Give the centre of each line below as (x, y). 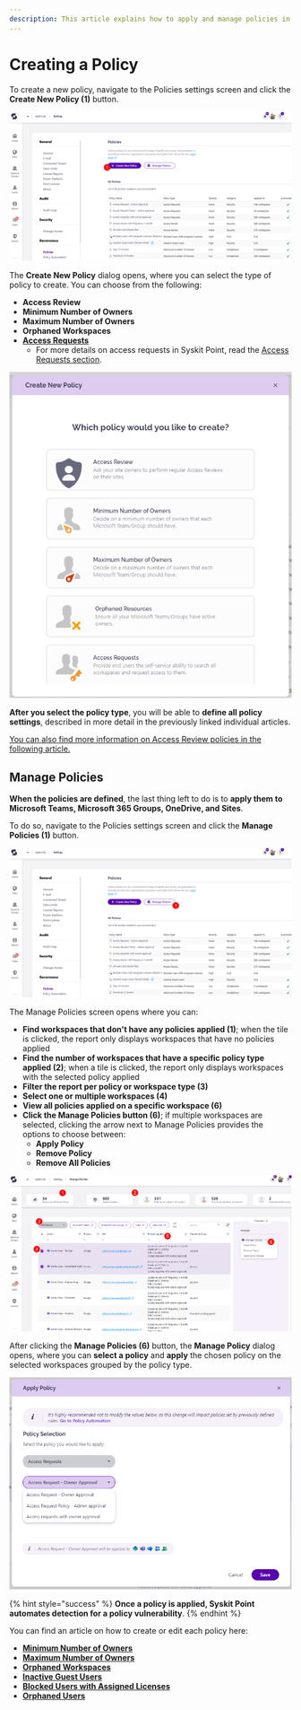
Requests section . (69, 360)
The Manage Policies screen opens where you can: (104, 1012)
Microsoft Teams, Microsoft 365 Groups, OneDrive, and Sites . (126, 809)
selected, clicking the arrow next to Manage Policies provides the (143, 1124)
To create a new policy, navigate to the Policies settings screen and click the (150, 89)
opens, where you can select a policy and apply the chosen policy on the (146, 1355)
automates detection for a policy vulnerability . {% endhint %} (125, 1614)
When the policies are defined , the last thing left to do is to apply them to (146, 799)
